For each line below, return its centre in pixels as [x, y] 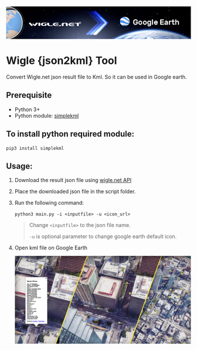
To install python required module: [70, 134]
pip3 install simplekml [35, 148]
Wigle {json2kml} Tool [62, 61]
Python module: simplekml [47, 115]
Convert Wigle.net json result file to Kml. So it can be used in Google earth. [96, 77]
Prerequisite [29, 95]
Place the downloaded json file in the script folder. [75, 191]
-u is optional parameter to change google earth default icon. [103, 236]
